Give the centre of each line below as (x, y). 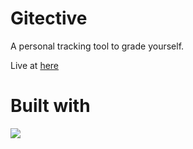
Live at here (35, 65)
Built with (50, 106)
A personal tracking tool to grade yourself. (97, 46)
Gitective (49, 18)
